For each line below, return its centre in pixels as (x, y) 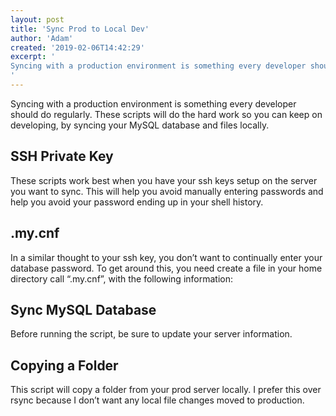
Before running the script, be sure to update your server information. (151, 334)
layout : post (37, 19)
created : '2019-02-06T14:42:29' (77, 47)
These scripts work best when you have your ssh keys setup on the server (164, 180)
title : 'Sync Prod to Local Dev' (80, 29)
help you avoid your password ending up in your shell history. (137, 202)
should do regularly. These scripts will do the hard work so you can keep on (166, 114)
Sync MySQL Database (83, 309)
